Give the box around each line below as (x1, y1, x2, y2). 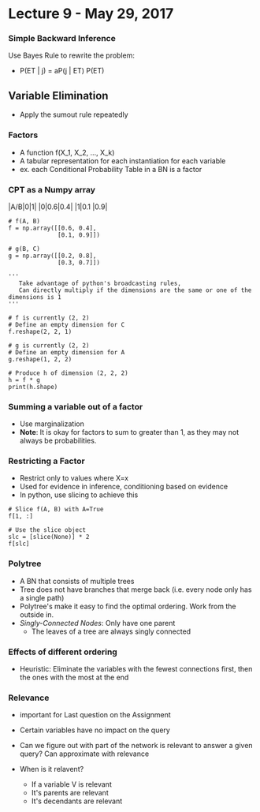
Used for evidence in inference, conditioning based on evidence (19, 482, 228, 492)
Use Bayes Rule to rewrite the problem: (8, 51, 136, 60)
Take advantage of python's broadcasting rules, (18, 279, 181, 287)
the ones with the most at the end (19, 672, 129, 683)
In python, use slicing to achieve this (19, 490, 139, 500)
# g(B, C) (8, 245, 41, 253)
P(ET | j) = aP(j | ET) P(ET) (19, 66, 105, 76)
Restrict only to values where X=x (19, 473, 128, 483)
